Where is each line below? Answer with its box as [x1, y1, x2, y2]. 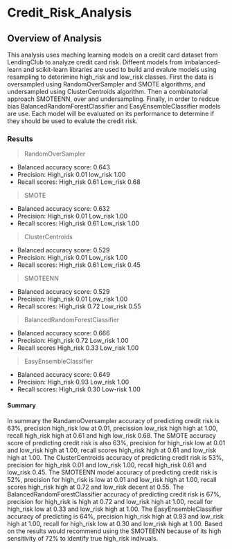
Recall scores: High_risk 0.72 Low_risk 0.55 [17, 302, 141, 310]
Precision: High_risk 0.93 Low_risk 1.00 [17, 378, 130, 387]
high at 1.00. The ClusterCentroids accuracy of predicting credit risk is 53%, [7, 453, 224, 461]
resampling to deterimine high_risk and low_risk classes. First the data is [7, 73, 214, 81]
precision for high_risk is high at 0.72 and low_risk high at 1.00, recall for [7, 497, 213, 505]
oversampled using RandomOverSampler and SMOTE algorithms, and [7, 80, 206, 88]
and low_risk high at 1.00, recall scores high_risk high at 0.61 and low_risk [7, 446, 217, 454]
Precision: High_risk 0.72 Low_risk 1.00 [17, 337, 129, 345]
